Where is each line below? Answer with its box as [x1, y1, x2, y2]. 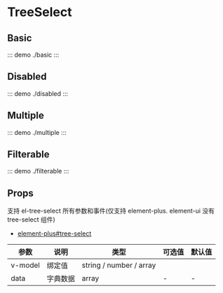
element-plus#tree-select [17, 229, 92, 238]
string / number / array [81, 260, 156, 270]
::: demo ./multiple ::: [7, 128, 67, 136]
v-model [11, 260, 40, 270]
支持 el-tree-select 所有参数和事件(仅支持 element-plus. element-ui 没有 [7, 207, 215, 215]
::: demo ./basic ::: [7, 50, 60, 59]
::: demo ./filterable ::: [7, 167, 69, 176]
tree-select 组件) [7, 215, 56, 224]
